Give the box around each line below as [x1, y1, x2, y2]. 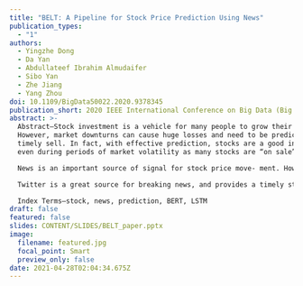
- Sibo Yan [17, 72, 59, 81]
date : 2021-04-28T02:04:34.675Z [9, 263, 131, 272]
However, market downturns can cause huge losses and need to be [17, 131, 269, 140]
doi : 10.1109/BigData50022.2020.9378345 [9, 97, 164, 106]
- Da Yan [17, 55, 50, 64]
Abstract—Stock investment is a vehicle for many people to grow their [17, 123, 293, 132]
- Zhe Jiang [17, 80, 63, 89]
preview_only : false [17, 254, 95, 264]
